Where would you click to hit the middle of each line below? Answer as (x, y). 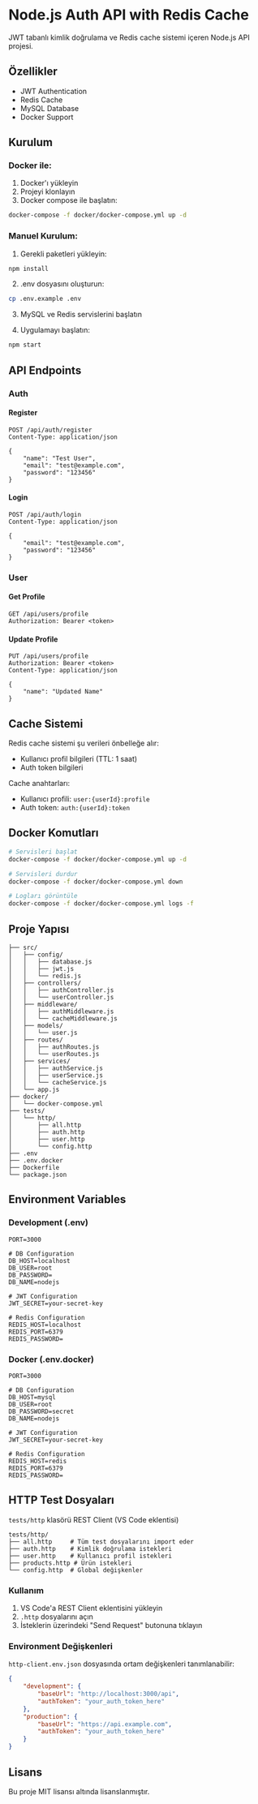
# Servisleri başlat (43, 852)
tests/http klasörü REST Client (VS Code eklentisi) (94, 1519)
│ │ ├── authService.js (56, 1068)
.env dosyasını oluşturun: (62, 284)
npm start (25, 345)
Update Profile (33, 639)
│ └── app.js (34, 1089)
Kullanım (26, 1590)
